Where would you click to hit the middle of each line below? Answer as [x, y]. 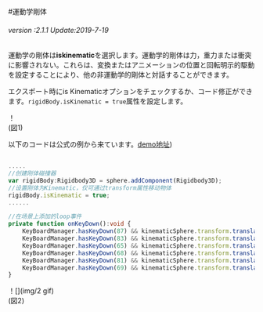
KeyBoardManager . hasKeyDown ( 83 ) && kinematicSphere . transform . [128, 239]
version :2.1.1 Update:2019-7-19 [59, 30]
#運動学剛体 [27, 11]
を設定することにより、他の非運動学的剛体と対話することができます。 [121, 75]
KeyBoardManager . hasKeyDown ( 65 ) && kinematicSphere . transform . [128, 245]
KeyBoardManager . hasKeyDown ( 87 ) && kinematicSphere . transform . [128, 231]
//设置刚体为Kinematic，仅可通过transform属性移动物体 [90, 188]
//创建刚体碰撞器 [32, 174]
